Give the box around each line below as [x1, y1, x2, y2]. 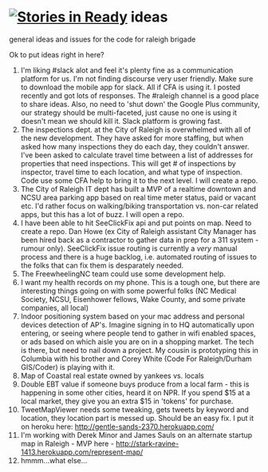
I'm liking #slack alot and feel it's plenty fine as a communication [20, 65, 234, 75]
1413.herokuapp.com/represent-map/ [20, 447, 144, 457]
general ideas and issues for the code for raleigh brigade [9, 34, 196, 44]
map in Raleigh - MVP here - [20, 438, 115, 448]
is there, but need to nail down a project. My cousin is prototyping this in [20, 345, 258, 355]
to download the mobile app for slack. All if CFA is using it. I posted [20, 82, 241, 92]
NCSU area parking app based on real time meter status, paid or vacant [20, 192, 256, 202]
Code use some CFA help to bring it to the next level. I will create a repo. [20, 176, 258, 185]
